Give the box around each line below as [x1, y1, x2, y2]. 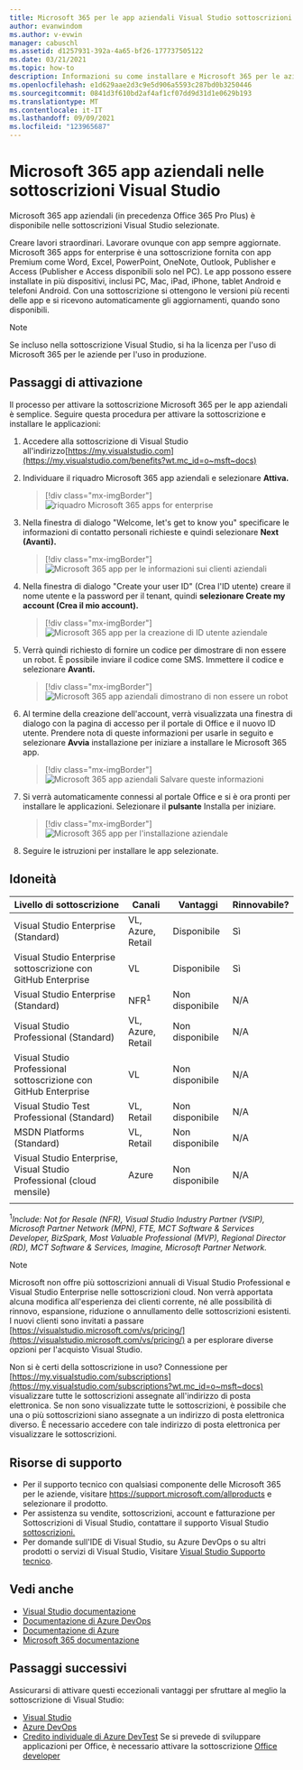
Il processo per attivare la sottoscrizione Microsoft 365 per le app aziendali [9, 399, 289, 410]
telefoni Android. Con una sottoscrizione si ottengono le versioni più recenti [9, 285, 290, 296]
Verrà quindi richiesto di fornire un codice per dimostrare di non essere [22, 644, 287, 655]
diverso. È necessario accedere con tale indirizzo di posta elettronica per [9, 1419, 281, 1431]
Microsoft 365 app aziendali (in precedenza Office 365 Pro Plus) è [9, 209, 255, 221]
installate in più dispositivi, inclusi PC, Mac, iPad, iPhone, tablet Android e [9, 275, 281, 286]
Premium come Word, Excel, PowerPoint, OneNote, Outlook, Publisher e [9, 256, 277, 267]
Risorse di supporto [9, 1455, 123, 1470]
